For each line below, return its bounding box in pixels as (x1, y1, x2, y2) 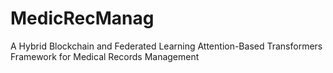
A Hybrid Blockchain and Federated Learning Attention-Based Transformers (10, 40, 323, 52)
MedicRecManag (10, 7, 155, 30)
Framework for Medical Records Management (10, 50, 200, 62)
